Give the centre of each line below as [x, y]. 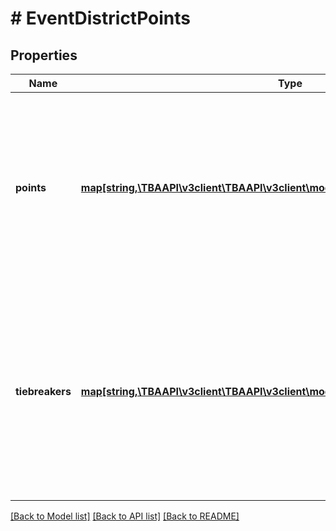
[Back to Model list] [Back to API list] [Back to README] [125, 516]
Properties [44, 55]
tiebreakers [43, 391]
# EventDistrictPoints [101, 18]
